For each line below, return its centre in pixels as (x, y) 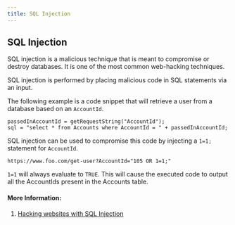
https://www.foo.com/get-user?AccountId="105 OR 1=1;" (89, 161)
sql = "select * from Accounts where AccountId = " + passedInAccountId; (118, 128)
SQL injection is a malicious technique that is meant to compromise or (108, 59)
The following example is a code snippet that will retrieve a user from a (110, 101)
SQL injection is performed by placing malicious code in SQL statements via (117, 80)
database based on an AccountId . (56, 109)
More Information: (34, 198)
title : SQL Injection (39, 14)
